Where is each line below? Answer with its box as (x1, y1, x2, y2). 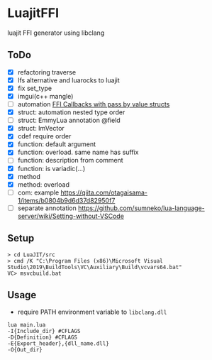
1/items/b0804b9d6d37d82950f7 (17, 196, 116, 204)
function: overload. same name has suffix (17, 148, 139, 157)
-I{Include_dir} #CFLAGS (7, 328, 81, 335)
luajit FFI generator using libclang (7, 28, 105, 37)
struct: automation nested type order (17, 108, 125, 116)
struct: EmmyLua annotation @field (17, 116, 121, 125)
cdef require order (17, 132, 72, 141)
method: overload (17, 180, 69, 189)
